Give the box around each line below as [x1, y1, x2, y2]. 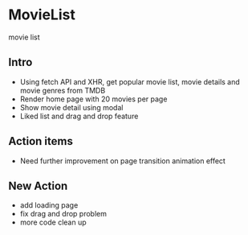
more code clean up [19, 217, 87, 227]
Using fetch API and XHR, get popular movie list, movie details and [19, 76, 241, 86]
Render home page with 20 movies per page [19, 94, 168, 104]
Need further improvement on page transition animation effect [19, 155, 226, 166]
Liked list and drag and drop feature [19, 111, 139, 121]
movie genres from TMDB [19, 85, 106, 95]
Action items [8, 134, 74, 148]
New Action [8, 179, 68, 192]
